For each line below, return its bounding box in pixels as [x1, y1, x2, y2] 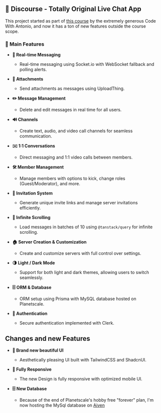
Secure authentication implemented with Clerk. [19, 320, 115, 326]
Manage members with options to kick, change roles [19, 175, 126, 182]
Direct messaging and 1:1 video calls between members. [19, 154, 133, 160]
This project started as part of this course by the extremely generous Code [5, 18, 156, 24]
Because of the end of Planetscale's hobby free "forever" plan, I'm [19, 397, 154, 403]
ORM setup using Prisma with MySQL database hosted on [19, 296, 137, 302]
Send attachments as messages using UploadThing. [19, 85, 125, 91]
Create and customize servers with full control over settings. [19, 250, 141, 256]
